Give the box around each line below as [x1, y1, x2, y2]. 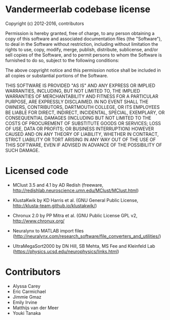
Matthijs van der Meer [12, 304, 59, 311]
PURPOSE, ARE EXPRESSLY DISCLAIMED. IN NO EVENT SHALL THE [5, 98, 149, 105]
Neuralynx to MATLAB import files [12, 227, 84, 234]
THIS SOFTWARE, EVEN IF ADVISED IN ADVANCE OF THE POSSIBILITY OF [5, 141, 162, 148]
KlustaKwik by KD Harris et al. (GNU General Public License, [12, 197, 139, 203]
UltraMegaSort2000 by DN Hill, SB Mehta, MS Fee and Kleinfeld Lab [12, 243, 156, 249]
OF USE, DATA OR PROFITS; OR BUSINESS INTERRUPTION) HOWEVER [5, 126, 154, 132]
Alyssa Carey [12, 283, 41, 289]
